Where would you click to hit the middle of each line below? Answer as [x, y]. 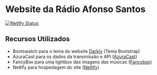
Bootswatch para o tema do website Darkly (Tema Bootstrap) [76, 51]
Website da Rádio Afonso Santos [75, 9]
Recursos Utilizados [37, 39]
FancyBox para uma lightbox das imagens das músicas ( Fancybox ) [82, 62]
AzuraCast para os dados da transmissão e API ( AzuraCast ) [75, 56]
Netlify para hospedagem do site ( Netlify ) [56, 67]
